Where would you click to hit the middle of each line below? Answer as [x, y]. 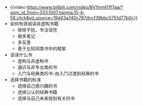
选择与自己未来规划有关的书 [46, 98]
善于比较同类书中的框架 [42, 49]
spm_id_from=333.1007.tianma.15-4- [47, 12]
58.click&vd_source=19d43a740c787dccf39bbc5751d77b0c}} [74, 18]
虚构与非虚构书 [33, 61]
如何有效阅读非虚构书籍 [34, 24]
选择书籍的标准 [25, 80]
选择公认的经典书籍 [37, 92]
